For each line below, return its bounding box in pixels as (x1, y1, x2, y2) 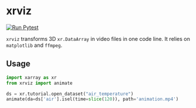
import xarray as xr (6, 74, 57, 81)
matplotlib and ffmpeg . (6, 42, 63, 49)
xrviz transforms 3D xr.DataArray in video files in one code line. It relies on (6, 35, 191, 42)
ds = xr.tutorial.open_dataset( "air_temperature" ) (6, 91, 134, 97)
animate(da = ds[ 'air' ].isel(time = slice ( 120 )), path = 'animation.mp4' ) (6, 96, 179, 102)
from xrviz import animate (6, 80, 73, 86)
